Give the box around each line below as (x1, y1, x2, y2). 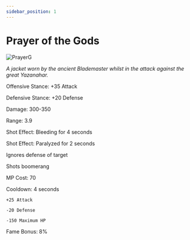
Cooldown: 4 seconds (6, 185, 59, 192)
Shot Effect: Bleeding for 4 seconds (6, 128, 92, 136)
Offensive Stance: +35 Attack (6, 83, 78, 90)
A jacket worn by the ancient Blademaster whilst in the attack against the (6, 65, 184, 72)
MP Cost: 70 (6, 174, 36, 181)
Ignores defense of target (6, 151, 68, 158)
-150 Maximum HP (6, 218, 46, 223)
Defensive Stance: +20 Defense (6, 94, 84, 101)
